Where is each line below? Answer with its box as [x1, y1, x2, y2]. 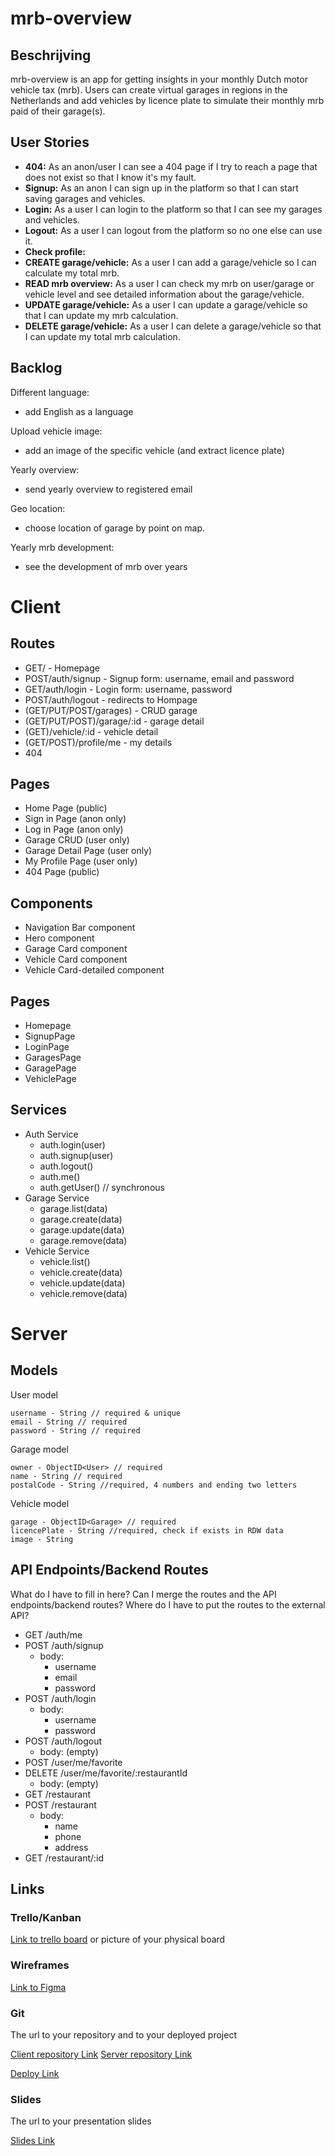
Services [10, 1102, 68, 1119]
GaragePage [24, 1062, 77, 1074]
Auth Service [24, 1128, 79, 1140]
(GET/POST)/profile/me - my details [24, 736, 173, 748]
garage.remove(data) [39, 1234, 128, 1246]
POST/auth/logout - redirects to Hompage [24, 693, 198, 706]
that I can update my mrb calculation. [24, 309, 179, 321]
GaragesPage [24, 1052, 82, 1064]
